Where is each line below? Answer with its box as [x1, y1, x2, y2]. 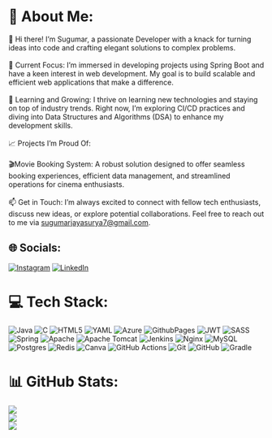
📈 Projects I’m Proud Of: [8, 138, 92, 148]
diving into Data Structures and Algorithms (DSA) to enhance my [8, 111, 224, 121]
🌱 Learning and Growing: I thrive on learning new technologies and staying [8, 94, 258, 104]
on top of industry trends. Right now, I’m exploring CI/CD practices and [8, 103, 245, 113]
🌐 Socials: [8, 241, 62, 255]
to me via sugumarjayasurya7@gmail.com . [8, 217, 151, 227]
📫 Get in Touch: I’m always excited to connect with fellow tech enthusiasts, [8, 197, 261, 206]
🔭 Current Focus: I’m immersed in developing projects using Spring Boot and [8, 60, 265, 70]
